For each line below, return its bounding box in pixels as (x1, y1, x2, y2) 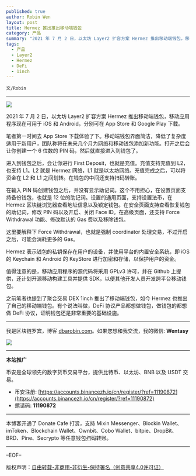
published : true (6, 8, 45, 15)
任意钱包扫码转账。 (65, 434, 112, 441)
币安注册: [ (14, 388, 40, 395)
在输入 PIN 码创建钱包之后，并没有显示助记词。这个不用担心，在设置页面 (6, 187, 181, 194)
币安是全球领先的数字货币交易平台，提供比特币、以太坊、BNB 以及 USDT (6, 369, 182, 376)
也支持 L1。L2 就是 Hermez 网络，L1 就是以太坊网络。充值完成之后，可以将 (6, 167, 186, 174)
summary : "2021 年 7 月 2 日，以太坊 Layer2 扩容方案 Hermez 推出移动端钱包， (6, 36, 185, 42)
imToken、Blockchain (6, 427, 58, 434)
